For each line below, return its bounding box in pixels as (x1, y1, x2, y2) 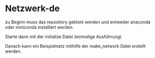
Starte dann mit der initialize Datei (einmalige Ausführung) (5, 34, 122, 39)
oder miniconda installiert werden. (5, 24, 74, 30)
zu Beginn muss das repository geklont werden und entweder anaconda (5, 19, 151, 25)
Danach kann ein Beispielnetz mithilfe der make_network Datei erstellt (5, 43, 146, 49)
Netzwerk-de (5, 3, 60, 14)
